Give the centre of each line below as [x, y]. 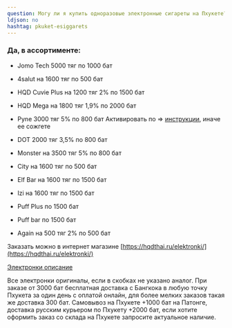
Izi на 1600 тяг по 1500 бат [56, 193]
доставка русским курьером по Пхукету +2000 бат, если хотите [103, 309]
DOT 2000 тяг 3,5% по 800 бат [62, 139]
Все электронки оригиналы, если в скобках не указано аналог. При [107, 280]
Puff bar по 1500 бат [47, 219]
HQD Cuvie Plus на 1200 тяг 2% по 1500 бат [81, 92]
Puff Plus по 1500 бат [48, 206]
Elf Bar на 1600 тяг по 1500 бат [62, 179]
